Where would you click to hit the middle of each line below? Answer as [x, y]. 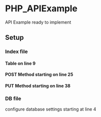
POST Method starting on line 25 [39, 75]
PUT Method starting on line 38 [38, 86]
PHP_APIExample [41, 9]
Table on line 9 [20, 63]
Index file [17, 52]
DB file [13, 98]
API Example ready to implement [38, 22]
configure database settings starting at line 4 [51, 109]
